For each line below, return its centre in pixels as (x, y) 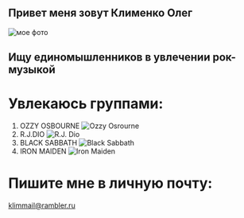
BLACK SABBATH (48, 143)
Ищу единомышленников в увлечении (109, 58)
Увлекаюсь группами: (86, 104)
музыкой (32, 70)
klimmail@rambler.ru (42, 205)
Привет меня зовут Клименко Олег (101, 13)
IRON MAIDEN (43, 151)
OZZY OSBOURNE (50, 126)
